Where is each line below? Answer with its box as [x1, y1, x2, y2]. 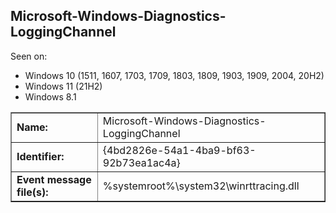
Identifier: [16, 149, 65, 163]
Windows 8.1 [24, 90, 77, 103]
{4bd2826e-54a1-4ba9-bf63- [102, 143, 257, 157]
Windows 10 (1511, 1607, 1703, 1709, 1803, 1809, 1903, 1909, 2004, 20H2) [24, 69, 325, 81]
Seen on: [10, 50, 48, 62]
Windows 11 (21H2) [24, 80, 103, 92]
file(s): [16, 185, 49, 199]
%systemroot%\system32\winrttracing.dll [102, 179, 300, 193]
